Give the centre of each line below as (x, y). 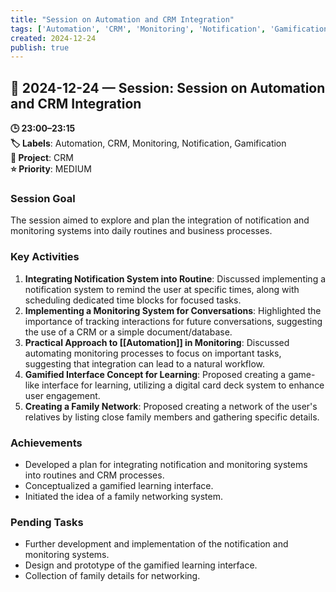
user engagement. (62, 395)
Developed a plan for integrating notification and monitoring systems (166, 464)
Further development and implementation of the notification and (156, 544)
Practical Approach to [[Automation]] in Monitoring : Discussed (157, 342)
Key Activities (45, 257)
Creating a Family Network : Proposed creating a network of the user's (171, 406)
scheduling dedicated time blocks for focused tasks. (133, 300)
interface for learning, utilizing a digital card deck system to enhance (183, 385)
